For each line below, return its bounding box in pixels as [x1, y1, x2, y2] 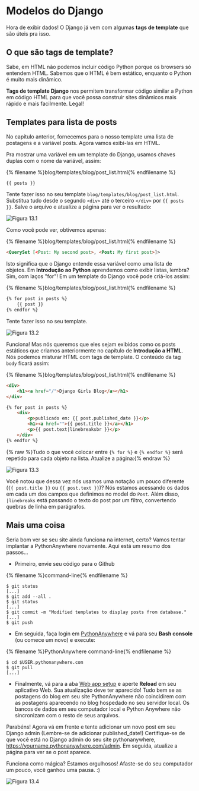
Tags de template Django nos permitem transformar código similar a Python [6, 87, 193, 94]
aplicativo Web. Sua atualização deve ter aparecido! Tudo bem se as [14, 686, 182, 694]
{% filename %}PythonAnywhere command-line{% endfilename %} [6, 648, 172, 655]
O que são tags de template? [6, 48, 114, 58]
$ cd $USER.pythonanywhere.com [6, 659, 84, 665]
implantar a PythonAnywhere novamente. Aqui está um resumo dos [6, 542, 171, 549]
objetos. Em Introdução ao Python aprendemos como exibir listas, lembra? [6, 266, 190, 274]
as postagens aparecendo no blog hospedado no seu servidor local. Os [14, 699, 190, 706]
